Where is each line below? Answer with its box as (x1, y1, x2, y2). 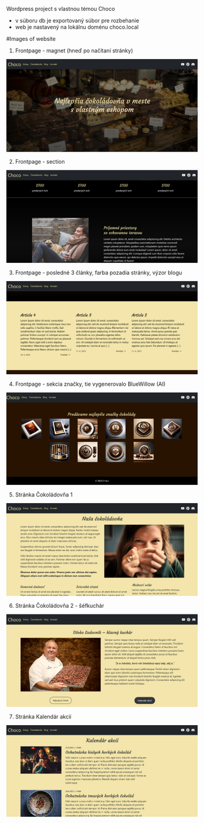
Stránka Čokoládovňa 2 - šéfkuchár (15, 602, 104, 609)
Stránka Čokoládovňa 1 (15, 491, 73, 498)
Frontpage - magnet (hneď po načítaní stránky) (15, 47, 134, 54)
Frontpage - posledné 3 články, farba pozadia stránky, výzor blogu (15, 269, 182, 276)
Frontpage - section (15, 158, 65, 165)
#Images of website (6, 35, 56, 42)
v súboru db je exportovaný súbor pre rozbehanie (15, 17, 140, 24)
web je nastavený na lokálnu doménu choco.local (15, 24, 139, 30)
